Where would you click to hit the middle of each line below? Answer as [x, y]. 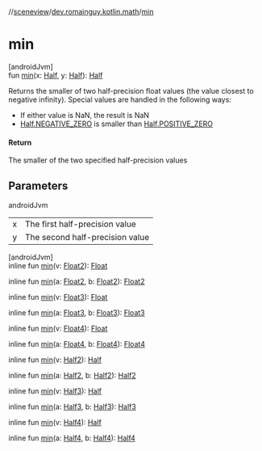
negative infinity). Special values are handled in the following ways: [120, 99]
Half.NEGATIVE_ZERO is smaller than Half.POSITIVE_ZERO [116, 124]
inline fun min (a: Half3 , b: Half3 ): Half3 [73, 407]
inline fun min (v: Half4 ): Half [55, 422]
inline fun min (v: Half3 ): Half [55, 390]
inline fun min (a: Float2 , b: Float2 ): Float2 [77, 281]
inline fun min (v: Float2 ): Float [58, 265]
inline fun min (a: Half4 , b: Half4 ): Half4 [72, 438]
